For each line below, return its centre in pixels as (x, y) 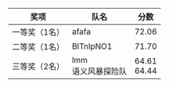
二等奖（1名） (38, 47)
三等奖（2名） (38, 66)
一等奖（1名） (38, 32)
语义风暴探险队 (99, 71)
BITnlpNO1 (92, 46)
